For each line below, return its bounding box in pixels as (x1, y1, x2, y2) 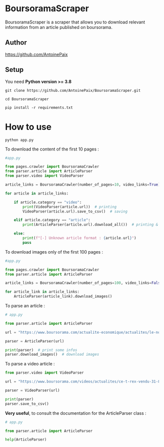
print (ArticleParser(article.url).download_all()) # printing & (22, 222, 159, 227)
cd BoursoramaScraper (5, 96, 49, 102)
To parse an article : (5, 303, 45, 308)
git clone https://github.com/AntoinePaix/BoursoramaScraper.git (5, 88, 141, 93)
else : (14, 231, 25, 236)
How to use (5, 121, 52, 132)
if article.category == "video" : (14, 200, 82, 205)
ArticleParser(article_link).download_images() (14, 294, 112, 299)
